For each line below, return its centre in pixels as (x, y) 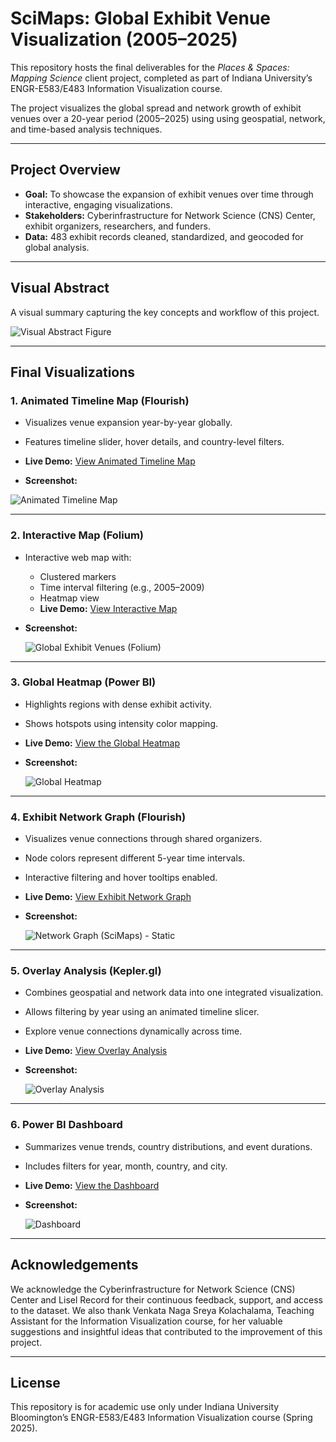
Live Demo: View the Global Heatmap (102, 743)
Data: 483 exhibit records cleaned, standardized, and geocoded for (164, 236)
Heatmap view (69, 598)
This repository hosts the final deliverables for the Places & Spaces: (150, 67)
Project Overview (65, 170)
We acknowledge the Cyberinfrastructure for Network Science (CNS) (153, 1289)
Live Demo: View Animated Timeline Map (110, 461)
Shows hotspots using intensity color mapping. (121, 723)
